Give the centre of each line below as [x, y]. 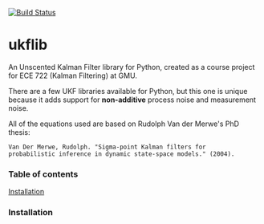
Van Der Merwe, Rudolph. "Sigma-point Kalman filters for [107, 147]
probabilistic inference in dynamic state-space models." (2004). [122, 154]
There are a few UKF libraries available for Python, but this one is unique [128, 91]
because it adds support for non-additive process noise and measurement [132, 100]
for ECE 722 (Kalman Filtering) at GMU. [73, 75]
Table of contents [43, 174]
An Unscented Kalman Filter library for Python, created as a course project [132, 67]
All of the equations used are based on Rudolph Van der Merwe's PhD [124, 124]
